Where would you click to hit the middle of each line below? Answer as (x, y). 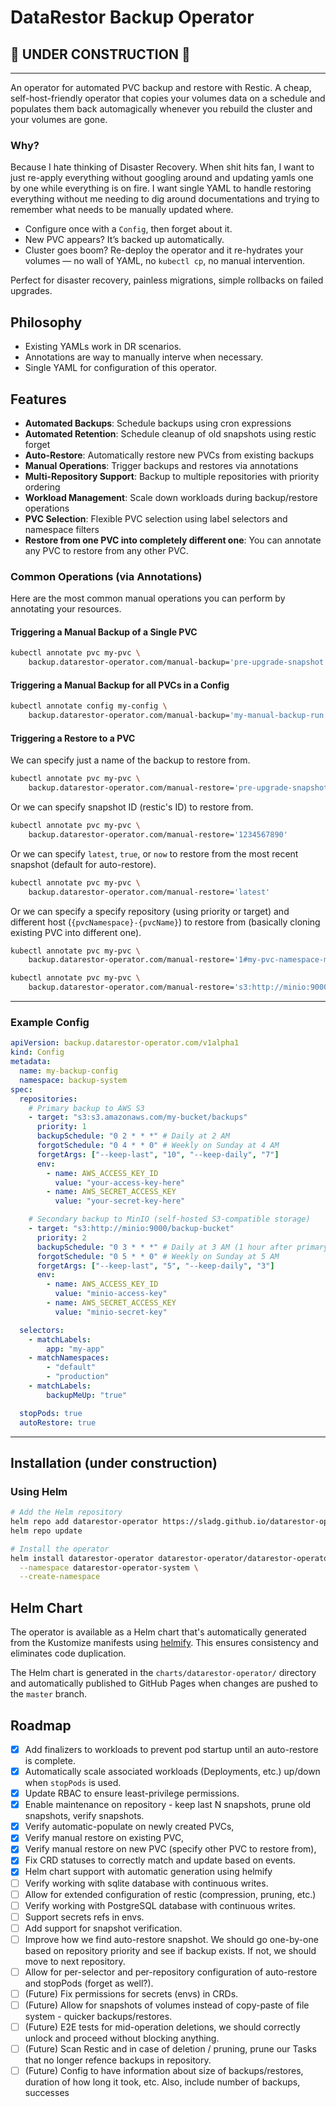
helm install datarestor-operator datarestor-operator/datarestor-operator (171, 1558)
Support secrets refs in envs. (84, 1917)
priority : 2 (61, 1237)
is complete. (50, 1760)
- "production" (78, 1377)
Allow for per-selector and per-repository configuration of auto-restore (171, 1972)
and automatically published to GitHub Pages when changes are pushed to (164, 1683)
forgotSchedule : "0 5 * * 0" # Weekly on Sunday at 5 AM (158, 1256)
